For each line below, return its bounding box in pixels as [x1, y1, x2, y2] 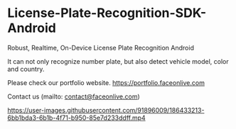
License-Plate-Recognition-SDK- [7, 5, 207, 21]
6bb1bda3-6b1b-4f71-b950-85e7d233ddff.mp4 [7, 113, 146, 122]
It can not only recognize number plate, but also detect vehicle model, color [7, 57, 229, 65]
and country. [7, 64, 45, 73]
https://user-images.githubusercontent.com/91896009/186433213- [7, 106, 205, 114]
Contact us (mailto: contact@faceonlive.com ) [7, 92, 140, 101]
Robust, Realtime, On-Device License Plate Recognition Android [7, 43, 194, 52]
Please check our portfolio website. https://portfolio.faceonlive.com [7, 78, 205, 86]
